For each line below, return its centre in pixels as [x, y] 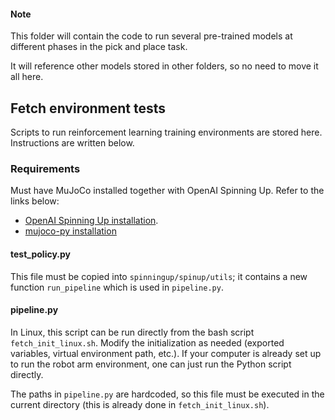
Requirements [45, 168]
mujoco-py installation [70, 231]
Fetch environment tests [88, 108]
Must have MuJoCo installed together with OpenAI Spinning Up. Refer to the [167, 191]
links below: [35, 201]
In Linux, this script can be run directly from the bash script [132, 332]
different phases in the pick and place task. [99, 47]
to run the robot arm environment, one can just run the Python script [151, 364]
